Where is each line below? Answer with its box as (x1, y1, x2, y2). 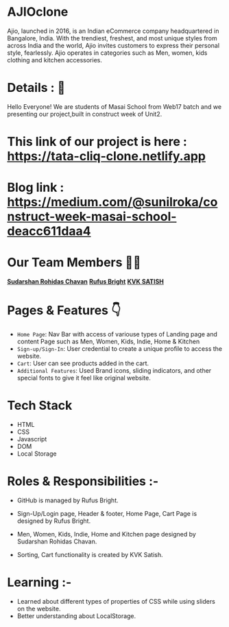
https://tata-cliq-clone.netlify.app (7, 149, 206, 164)
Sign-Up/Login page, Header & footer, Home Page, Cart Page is (16, 510, 197, 517)
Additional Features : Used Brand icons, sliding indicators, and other (16, 367, 212, 375)
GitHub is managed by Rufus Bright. (16, 496, 119, 504)
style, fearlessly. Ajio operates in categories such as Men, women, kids (7, 49, 208, 57)
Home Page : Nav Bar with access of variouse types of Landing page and (16, 330, 218, 339)
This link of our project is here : (7, 134, 187, 149)
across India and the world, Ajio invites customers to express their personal (7, 41, 220, 49)
